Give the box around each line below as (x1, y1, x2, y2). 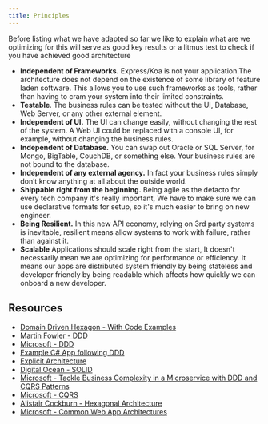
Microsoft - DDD (19, 339, 74, 349)
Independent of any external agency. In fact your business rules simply (19, 168, 258, 177)
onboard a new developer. (19, 278, 106, 287)
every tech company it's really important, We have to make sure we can (19, 193, 257, 203)
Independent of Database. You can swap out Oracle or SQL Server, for (19, 142, 255, 152)
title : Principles (8, 11, 70, 20)
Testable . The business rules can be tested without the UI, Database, (19, 100, 249, 109)
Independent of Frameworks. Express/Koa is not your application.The (19, 65, 252, 76)
